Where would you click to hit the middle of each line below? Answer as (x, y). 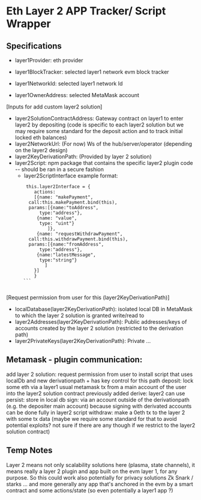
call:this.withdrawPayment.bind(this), (78, 239)
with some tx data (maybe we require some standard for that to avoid (91, 418)
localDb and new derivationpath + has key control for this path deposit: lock (100, 380)
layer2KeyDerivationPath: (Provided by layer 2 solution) (83, 156)
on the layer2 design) (41, 150)
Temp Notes (29, 451)
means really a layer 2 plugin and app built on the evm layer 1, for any (92, 471)
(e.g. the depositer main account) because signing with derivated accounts (99, 406)
